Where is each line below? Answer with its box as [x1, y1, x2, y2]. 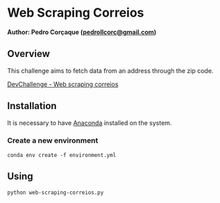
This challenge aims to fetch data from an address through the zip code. [7, 66, 214, 74]
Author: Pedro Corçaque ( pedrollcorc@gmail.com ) [7, 28, 157, 36]
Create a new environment [7, 136, 99, 145]
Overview [7, 48, 51, 60]
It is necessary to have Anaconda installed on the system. [7, 118, 172, 127]
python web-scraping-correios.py [7, 189, 104, 196]
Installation [7, 100, 57, 112]
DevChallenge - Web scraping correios [7, 80, 119, 88]
